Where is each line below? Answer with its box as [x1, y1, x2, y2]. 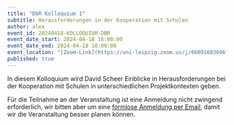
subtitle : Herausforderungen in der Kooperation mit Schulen [7, 17, 189, 24]
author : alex [7, 23, 45, 30]
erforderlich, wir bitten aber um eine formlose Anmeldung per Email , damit [7, 102, 221, 111]
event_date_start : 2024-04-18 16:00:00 [7, 36, 123, 43]
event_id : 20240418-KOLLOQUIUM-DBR [7, 29, 111, 37]
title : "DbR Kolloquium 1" [7, 10, 86, 17]
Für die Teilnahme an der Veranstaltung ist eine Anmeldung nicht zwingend [7, 95, 223, 103]
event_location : [7, 49, 54, 56]
